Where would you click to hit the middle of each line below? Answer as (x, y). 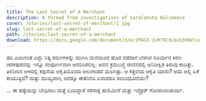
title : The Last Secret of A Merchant (56, 12)
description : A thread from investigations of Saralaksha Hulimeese (96, 18)
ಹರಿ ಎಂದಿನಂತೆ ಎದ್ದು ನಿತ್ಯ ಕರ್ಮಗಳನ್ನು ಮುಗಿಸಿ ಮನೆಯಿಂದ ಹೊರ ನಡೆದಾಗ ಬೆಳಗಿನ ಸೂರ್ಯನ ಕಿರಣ (94, 57)
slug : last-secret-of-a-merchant (49, 29)
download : (19, 40)
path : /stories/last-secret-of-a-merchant (61, 35)
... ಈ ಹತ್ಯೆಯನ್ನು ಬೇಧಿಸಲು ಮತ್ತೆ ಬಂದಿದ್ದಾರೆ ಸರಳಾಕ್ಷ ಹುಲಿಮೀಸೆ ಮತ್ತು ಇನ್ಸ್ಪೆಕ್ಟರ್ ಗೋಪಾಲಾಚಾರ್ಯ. (95, 90)
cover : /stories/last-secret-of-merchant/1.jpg (68, 23)
